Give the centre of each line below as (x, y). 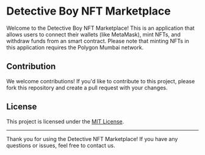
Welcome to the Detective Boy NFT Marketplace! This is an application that (101, 28)
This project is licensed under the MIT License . (65, 121)
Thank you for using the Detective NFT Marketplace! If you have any (92, 139)
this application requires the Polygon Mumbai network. (75, 47)
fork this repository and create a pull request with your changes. (87, 88)
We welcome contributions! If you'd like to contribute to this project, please (101, 81)
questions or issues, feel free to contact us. (61, 145)
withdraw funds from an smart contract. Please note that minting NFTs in (98, 41)
